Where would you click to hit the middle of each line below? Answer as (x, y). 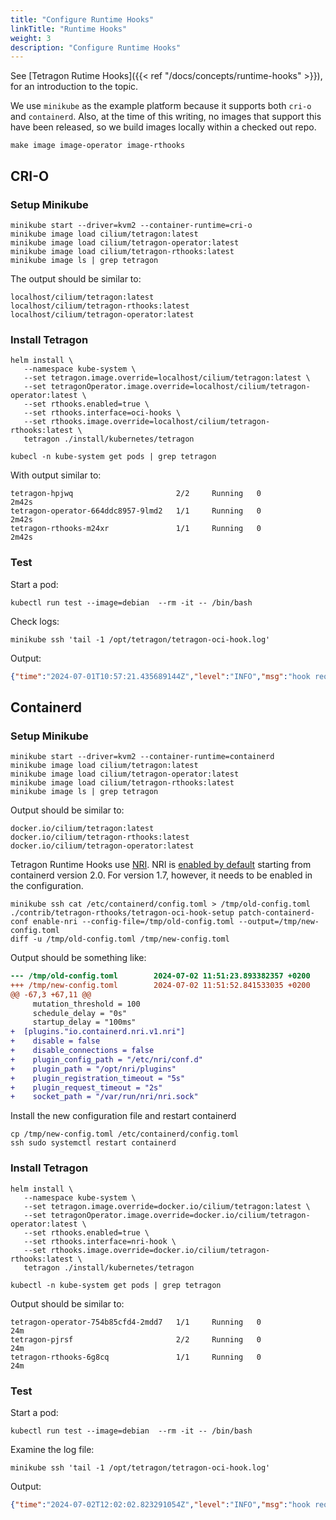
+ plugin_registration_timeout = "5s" (98, 1078)
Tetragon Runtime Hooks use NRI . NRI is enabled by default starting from (161, 865)
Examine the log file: (52, 1449)
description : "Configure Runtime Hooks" (96, 47)
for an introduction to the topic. (74, 87)
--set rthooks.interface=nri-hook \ (100, 1241)
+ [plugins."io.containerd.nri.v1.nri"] (98, 1032)
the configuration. (47, 886)
